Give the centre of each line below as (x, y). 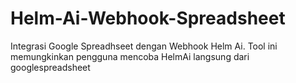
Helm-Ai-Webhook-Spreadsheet (148, 18)
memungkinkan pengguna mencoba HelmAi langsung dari (130, 56)
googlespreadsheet (50, 67)
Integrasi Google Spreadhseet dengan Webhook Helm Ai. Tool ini (144, 46)
